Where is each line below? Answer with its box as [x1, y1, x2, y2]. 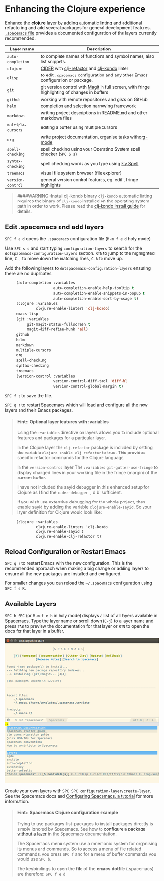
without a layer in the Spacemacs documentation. [17, 831, 117, 837]
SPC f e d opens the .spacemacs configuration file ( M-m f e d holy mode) [5, 236, 151, 241]
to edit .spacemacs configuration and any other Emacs [41, 72, 148, 78]
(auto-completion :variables [16, 280, 76, 285]
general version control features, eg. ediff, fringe [41, 176, 138, 182]
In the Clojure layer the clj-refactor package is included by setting [17, 444, 153, 450]
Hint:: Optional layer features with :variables [17, 418, 109, 425]
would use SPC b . [17, 856, 52, 862]
